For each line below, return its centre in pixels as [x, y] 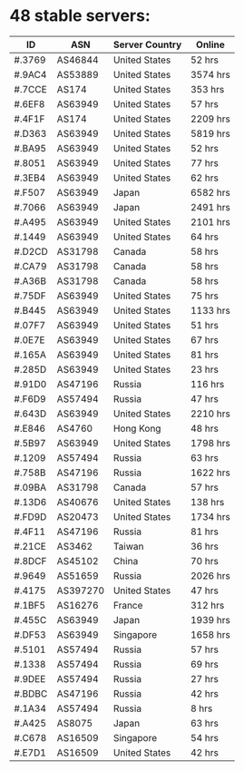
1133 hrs [210, 310]
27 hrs [205, 678]
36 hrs [205, 546]
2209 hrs [210, 119]
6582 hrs [210, 192]
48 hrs [205, 428]
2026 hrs [210, 575]
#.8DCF [30, 561]
